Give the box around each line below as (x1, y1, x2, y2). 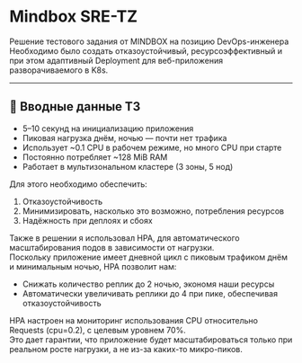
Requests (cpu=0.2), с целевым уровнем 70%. (9, 324, 186, 335)
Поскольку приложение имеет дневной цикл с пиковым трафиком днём (9, 252, 288, 262)
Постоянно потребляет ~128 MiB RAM (22, 151, 168, 163)
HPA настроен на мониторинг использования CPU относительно (9, 314, 259, 325)
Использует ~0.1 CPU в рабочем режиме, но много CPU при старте (22, 142, 282, 153)
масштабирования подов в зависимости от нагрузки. (9, 242, 215, 252)
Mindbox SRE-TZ (9, 6, 138, 27)
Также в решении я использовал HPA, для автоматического (9, 232, 240, 243)
